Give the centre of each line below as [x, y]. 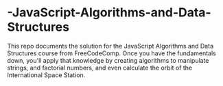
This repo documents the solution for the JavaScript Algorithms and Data [110, 46]
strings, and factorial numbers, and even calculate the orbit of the [100, 68]
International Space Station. [46, 75]
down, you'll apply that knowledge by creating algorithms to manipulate [108, 60]
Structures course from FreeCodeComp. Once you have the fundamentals [111, 53]
